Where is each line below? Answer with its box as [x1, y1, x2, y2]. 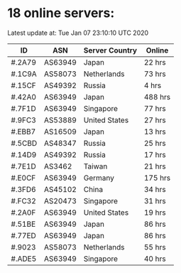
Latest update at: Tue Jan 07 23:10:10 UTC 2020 [7, 28, 149, 37]
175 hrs [143, 173, 171, 183]
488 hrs [143, 92, 171, 102]
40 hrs [143, 254, 166, 264]
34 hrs [143, 184, 166, 194]
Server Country [83, 45, 137, 55]
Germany [83, 173, 115, 183]
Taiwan [83, 161, 108, 171]
